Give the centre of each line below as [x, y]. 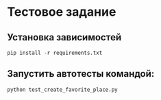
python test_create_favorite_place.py [62, 90]
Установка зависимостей [64, 37]
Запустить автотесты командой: [81, 74]
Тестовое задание [62, 12]
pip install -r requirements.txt [55, 53]
